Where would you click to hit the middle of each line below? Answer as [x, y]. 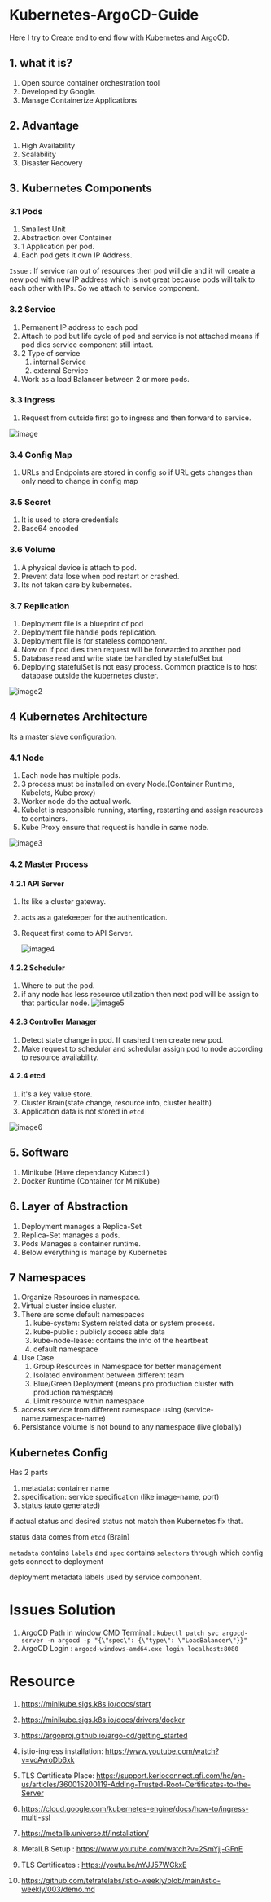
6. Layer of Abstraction [69, 1207]
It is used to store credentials [70, 520]
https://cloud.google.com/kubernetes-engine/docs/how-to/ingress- [135, 1809]
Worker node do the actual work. [76, 802]
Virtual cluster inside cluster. [69, 1306]
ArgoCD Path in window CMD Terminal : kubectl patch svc [120, 1633]
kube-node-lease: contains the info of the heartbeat [120, 1341]
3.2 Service [33, 310]
